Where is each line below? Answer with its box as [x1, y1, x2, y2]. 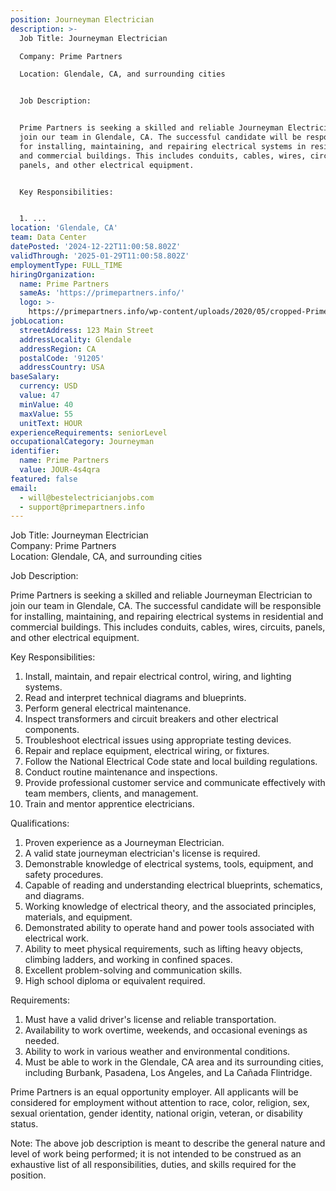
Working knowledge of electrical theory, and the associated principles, [24, 901, 317, 913]
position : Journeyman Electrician [10, 14, 155, 25]
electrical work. [24, 932, 90, 945]
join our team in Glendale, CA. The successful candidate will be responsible [10, 600, 322, 612]
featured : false [10, 474, 78, 484]
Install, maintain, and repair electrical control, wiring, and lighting [24, 671, 292, 683]
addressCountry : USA [19, 362, 105, 373]
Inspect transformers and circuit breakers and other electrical [24, 713, 279, 725]
